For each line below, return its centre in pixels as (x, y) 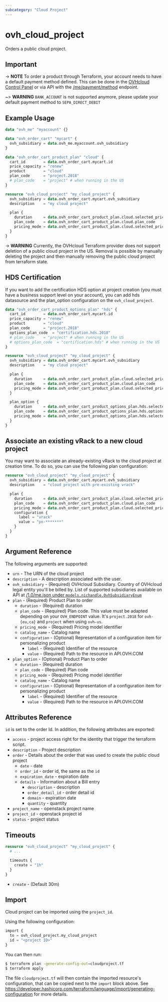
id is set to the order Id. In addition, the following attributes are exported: (80, 730)
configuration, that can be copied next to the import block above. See (77, 983)
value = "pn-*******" (41, 522)
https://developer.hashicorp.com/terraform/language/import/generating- (80, 988)
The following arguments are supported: (47, 564)
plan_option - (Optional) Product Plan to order (60, 659)
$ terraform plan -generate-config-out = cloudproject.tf (64, 964)
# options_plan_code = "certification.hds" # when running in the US (85, 342)
